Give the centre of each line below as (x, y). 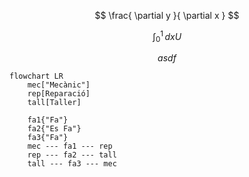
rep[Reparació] (59, 94)
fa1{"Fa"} (48, 120)
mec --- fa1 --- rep (70, 146)
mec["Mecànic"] (59, 85)
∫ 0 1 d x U (167, 37)
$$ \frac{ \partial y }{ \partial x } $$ (167, 15)
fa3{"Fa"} (48, 138)
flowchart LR (36, 76)
